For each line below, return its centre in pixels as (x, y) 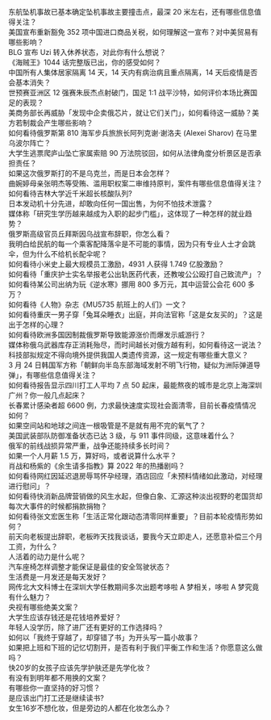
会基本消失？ (29, 82)
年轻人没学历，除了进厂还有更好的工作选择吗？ (86, 627)
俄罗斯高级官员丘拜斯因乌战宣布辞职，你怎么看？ (90, 234)
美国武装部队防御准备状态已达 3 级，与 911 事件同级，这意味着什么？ (122, 435)
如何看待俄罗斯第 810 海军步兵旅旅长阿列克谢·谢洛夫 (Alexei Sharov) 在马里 (133, 133)
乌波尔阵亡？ (29, 143)
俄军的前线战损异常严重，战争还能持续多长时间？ (90, 446)
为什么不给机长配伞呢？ (68, 254)
